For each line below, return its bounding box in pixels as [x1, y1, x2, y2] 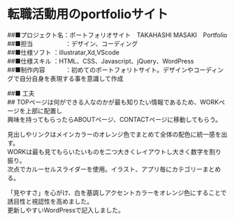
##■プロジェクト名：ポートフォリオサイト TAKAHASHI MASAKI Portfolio [7, 31, 228, 39]
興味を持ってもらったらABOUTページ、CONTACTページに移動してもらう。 [7, 115, 222, 123]
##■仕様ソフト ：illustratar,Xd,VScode [7, 48, 120, 56]
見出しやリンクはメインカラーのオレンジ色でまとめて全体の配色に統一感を [7, 130, 221, 138]
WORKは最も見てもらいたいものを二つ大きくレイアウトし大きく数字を [7, 147, 210, 155]
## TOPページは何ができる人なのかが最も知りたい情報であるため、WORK [7, 98, 219, 106]
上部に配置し [25, 106, 63, 115]
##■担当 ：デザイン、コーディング [7, 39, 138, 47]
